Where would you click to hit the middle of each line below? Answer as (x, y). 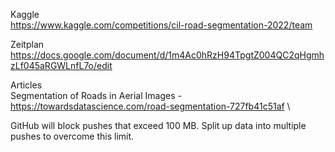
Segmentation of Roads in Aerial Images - (96, 95)
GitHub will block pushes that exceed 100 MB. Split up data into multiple (158, 125)
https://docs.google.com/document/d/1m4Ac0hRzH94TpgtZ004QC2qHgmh (167, 55)
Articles (26, 85)
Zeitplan (27, 44)
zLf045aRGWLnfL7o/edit (61, 65)
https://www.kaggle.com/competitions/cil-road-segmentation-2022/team (161, 25)
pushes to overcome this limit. (72, 136)
